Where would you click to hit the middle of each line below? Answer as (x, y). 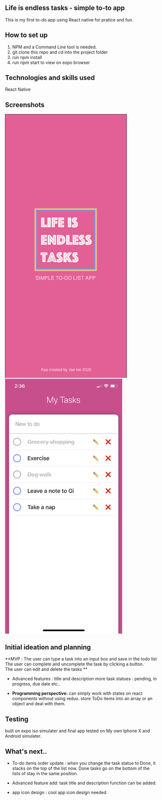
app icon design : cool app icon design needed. (60, 793)
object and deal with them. (39, 704)
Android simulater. (23, 736)
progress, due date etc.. (36, 684)
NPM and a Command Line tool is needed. (54, 47)
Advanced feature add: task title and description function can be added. (84, 783)
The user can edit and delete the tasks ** (46, 669)
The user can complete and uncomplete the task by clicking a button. (75, 664)
